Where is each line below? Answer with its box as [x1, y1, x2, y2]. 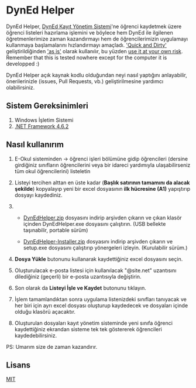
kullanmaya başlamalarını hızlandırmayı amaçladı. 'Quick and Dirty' [6, 42, 167, 49]
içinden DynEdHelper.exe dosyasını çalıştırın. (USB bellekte [23, 220, 166, 227]
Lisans [6, 360, 31, 370]
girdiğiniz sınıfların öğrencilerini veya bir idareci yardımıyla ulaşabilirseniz [14, 162, 191, 169]
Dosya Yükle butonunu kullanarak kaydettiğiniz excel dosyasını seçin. [14, 255, 183, 262]
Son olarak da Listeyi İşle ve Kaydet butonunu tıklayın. [14, 284, 146, 291]
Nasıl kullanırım [6, 140, 64, 150]
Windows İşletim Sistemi [14, 116, 74, 123]
